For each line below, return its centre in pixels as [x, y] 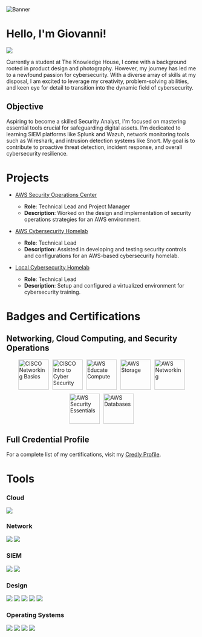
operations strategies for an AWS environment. [82, 219]
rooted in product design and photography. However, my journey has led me [101, 68]
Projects [28, 178]
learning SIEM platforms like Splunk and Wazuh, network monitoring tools [98, 134]
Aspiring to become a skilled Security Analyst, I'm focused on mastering [96, 121]
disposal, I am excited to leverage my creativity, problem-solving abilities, [98, 81]
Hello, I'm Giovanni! [57, 34]
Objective [25, 107]
